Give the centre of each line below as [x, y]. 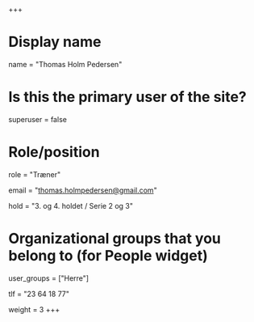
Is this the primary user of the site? [128, 97]
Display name [55, 42]
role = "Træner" [35, 174]
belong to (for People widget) [108, 256]
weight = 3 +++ [34, 309]
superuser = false [37, 119]
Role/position [54, 153]
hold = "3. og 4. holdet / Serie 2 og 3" [71, 205]
